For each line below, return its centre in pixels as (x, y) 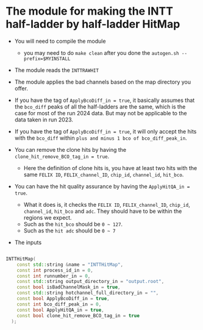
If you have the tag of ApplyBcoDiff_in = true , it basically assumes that (105, 100)
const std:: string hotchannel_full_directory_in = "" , (88, 293)
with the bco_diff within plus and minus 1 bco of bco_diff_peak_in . (101, 138)
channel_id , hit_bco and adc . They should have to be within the (103, 211)
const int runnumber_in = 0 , (54, 276)
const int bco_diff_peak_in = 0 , (59, 304)
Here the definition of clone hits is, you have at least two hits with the (110, 168)
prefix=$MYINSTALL (47, 59)
